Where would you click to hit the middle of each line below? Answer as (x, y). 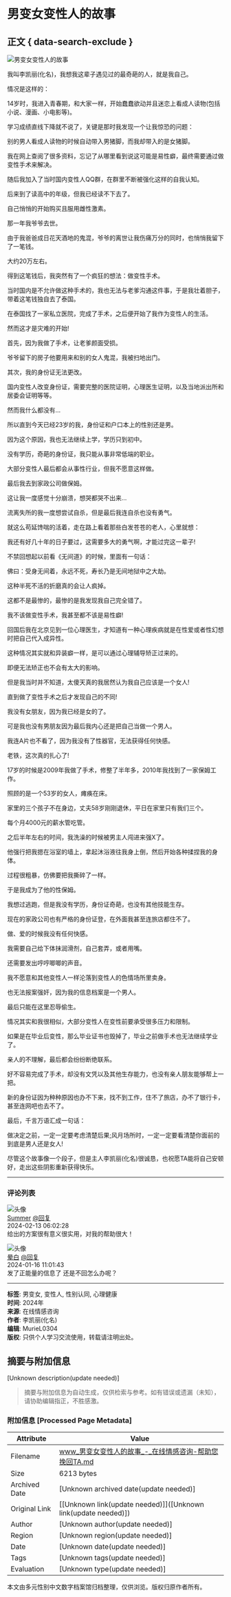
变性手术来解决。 (31, 165)
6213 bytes (78, 1474)
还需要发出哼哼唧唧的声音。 (46, 963)
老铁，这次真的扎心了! (38, 755)
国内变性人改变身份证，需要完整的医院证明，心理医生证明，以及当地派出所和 (115, 387)
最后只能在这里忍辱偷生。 (43, 1007)
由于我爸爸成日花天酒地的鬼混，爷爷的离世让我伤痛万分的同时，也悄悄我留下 (115, 238)
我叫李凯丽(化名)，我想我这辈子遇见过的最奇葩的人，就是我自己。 (100, 74)
